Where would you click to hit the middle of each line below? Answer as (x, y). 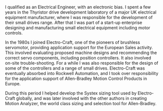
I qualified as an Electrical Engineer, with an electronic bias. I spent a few (78, 7)
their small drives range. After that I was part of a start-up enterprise (74, 22)
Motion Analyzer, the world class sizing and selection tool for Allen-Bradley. (81, 103)
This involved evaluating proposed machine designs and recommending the (81, 53)
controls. (14, 33)
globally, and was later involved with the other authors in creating (81, 98)
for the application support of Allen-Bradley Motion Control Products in (76, 78)
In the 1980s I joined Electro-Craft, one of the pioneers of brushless (72, 42)
